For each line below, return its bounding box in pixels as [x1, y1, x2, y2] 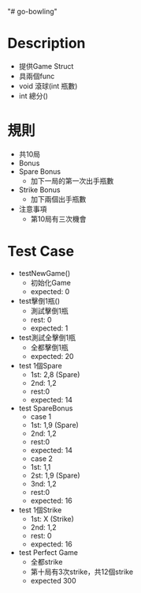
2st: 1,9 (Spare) [30, 470, 80, 480]
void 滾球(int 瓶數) [18, 81, 78, 90]
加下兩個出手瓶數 [30, 194, 87, 204]
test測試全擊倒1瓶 [18, 332, 76, 342]
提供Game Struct [18, 61, 74, 70]
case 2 [30, 454, 53, 463]
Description [7, 35, 86, 52]
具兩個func [18, 71, 55, 81]
